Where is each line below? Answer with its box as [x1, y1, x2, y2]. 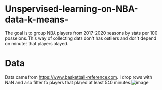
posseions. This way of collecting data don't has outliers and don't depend [5, 35, 156, 41]
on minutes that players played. [5, 40, 69, 46]
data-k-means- [5, 14, 69, 25]
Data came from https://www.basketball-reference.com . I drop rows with [5, 74, 152, 80]
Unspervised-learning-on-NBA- [5, 3, 138, 15]
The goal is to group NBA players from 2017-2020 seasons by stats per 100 [5, 30, 158, 36]
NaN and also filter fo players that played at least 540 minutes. [5, 79, 132, 85]
